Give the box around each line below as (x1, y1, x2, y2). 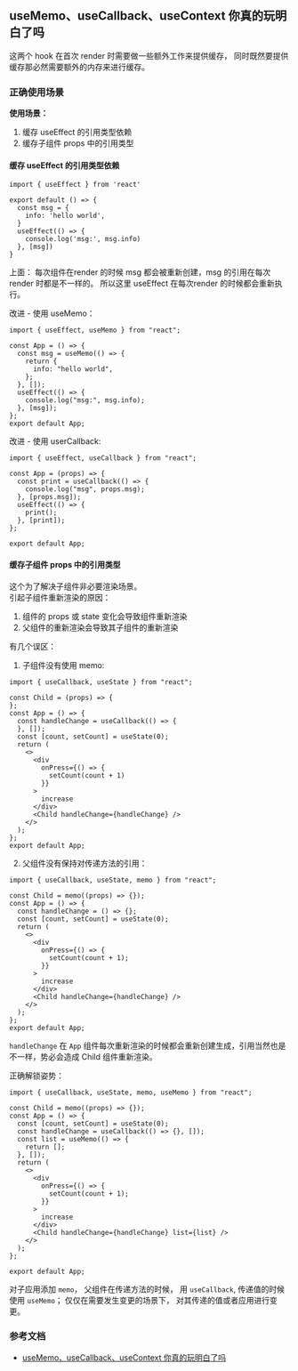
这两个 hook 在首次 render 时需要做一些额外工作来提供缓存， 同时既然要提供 (9, 50, 289, 60)
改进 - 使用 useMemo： (9, 308, 95, 319)
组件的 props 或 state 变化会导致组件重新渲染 (21, 610, 189, 621)
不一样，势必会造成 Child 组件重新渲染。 (9, 1051, 157, 1061)
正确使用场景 (9, 85, 65, 98)
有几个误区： (9, 641, 56, 651)
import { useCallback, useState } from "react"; (9, 677, 193, 687)
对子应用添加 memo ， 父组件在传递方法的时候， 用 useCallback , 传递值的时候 (9, 1284, 286, 1294)
